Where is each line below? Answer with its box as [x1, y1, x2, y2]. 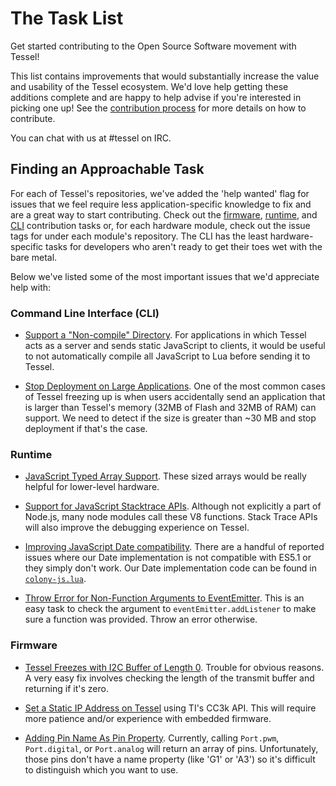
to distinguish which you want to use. [24, 763, 179, 776]
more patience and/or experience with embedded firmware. [24, 712, 272, 724]
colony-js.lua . [24, 573, 87, 585]
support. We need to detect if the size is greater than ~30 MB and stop [24, 412, 317, 424]
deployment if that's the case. [24, 423, 148, 435]
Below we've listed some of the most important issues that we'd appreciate [10, 270, 320, 282]
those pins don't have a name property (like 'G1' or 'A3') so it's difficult [24, 753, 316, 765]
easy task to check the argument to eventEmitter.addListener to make [24, 603, 317, 615]
